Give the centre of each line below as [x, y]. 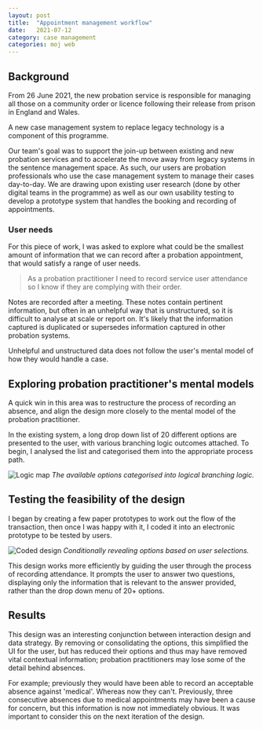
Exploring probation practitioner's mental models [131, 384]
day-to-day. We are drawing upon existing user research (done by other [124, 184]
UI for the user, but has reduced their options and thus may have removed [128, 651]
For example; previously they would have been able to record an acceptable [131, 683]
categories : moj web [42, 45]
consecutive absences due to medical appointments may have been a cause [132, 699]
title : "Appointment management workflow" [80, 23]
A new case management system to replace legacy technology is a [117, 127]
